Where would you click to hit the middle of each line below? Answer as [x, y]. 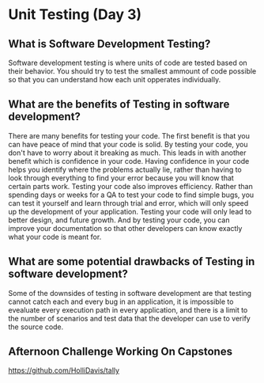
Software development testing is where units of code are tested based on [128, 63]
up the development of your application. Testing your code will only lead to [130, 211]
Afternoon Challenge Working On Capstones [121, 352]
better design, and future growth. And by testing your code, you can [119, 220]
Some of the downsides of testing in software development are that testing [130, 293]
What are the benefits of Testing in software [119, 104]
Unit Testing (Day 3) [75, 15]
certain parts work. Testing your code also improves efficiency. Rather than [130, 186]
